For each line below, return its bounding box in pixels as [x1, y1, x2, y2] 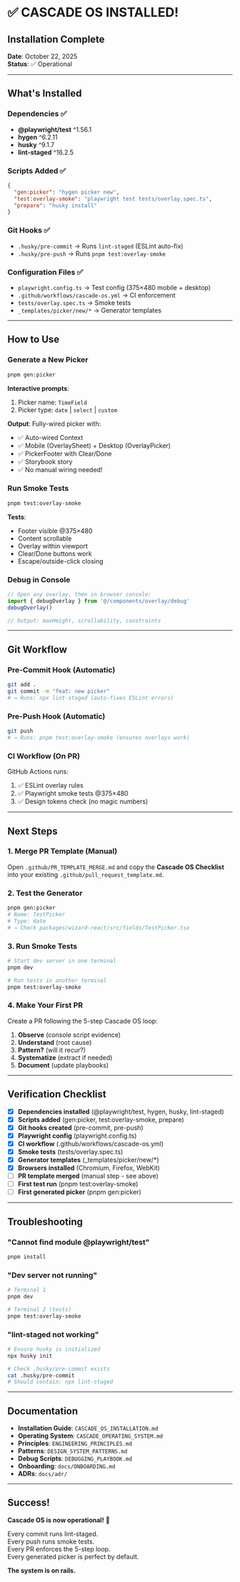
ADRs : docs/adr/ [17, 1469, 68, 1478]
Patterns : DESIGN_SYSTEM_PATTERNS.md [17, 1447, 128, 1456]
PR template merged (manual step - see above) [17, 1172, 159, 1181]
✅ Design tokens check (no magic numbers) [17, 797, 149, 806]
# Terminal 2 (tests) [7, 1306, 72, 1313]
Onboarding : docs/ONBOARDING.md [17, 1462, 116, 1471]
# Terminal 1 [7, 1286, 46, 1293]
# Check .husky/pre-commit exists [7, 1365, 111, 1372]
